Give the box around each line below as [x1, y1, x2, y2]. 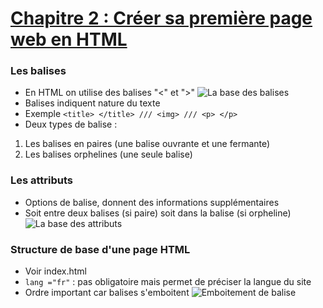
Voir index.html [24, 265, 88, 277]
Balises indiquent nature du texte [24, 97, 161, 109]
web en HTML [10, 28, 128, 51]
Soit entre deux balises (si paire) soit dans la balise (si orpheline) [24, 207, 292, 219]
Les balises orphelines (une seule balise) [24, 148, 193, 161]
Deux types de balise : [24, 118, 118, 131]
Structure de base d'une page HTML [10, 242, 191, 256]
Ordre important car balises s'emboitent [24, 287, 190, 299]
